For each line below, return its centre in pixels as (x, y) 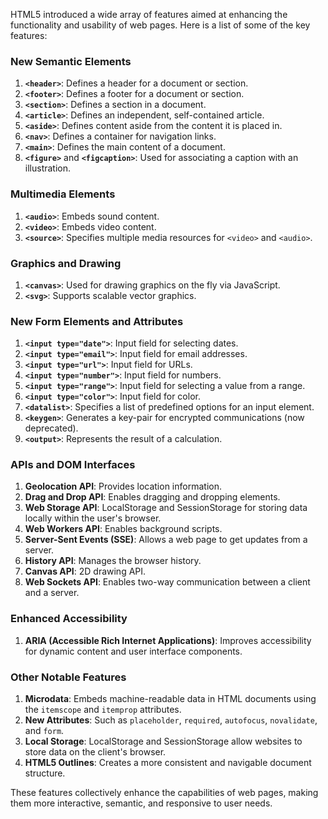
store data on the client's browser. (95, 752)
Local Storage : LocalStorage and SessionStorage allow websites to (163, 741)
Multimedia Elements (63, 194)
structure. (45, 773)
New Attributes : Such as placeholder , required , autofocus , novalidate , (171, 720)
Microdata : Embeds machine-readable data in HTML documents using (170, 699)
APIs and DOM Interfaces (73, 465)
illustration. (48, 168)
